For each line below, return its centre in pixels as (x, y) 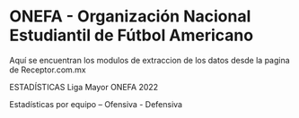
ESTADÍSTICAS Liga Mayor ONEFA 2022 (84, 87)
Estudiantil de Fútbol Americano (132, 35)
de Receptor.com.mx (48, 70)
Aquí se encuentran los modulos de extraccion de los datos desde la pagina (149, 60)
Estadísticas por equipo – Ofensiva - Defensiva (96, 104)
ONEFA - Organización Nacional (130, 17)
